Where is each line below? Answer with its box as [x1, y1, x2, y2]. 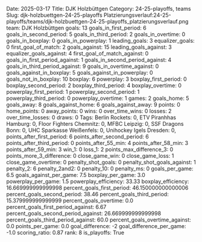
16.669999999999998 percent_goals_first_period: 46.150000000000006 [6, 184, 189, 191]
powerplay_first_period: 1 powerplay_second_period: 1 [6, 88, 140, 95]
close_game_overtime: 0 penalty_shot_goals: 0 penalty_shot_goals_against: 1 [6, 159, 196, 166]
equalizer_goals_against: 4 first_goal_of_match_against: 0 [6, 50, 149, 57]
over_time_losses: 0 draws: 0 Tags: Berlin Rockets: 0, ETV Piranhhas [6, 114, 177, 121]
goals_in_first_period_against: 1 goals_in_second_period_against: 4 [6, 57, 172, 63]
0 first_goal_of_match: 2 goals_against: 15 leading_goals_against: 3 [6, 43, 172, 51]
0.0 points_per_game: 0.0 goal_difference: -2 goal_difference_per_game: [6, 223, 186, 229]
